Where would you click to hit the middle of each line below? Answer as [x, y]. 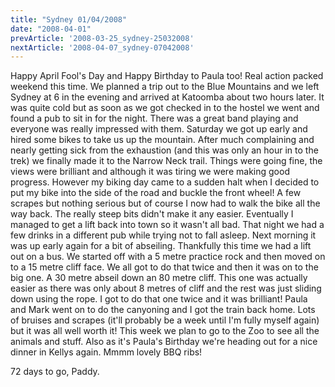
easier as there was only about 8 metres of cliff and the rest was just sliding [166, 288]
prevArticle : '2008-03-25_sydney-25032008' [102, 38]
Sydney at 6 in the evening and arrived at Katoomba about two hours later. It [167, 97]
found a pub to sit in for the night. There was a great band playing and [154, 118]
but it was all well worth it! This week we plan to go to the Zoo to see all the [165, 331]
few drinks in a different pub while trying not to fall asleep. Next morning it [163, 235]
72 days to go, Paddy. [55, 372]
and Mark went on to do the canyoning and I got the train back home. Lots [163, 310]
